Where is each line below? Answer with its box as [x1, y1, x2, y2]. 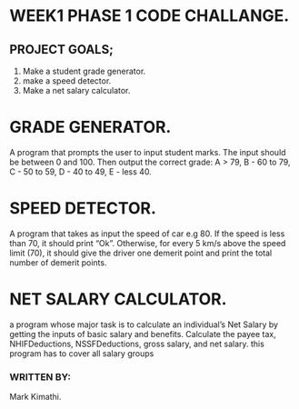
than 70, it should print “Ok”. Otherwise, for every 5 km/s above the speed [9, 237, 286, 248]
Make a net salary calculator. [22, 85, 131, 95]
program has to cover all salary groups [9, 347, 154, 359]
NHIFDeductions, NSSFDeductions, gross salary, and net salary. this [9, 338, 265, 349]
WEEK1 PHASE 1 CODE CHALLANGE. [9, 5, 290, 26]
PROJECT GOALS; [9, 42, 114, 57]
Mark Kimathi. [9, 392, 62, 403]
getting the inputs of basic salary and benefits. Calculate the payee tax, [9, 328, 277, 339]
